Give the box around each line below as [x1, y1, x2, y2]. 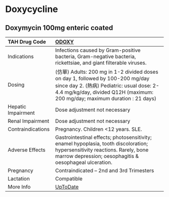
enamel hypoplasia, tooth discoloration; [55, 140, 148, 147]
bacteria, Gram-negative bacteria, [55, 53, 136, 60]
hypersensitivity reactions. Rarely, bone [55, 146, 149, 153]
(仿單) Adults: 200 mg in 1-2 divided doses [55, 69, 158, 75]
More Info [8, 183, 31, 190]
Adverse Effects [8, 146, 46, 153]
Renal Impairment [8, 118, 49, 124]
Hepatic [8, 103, 27, 110]
